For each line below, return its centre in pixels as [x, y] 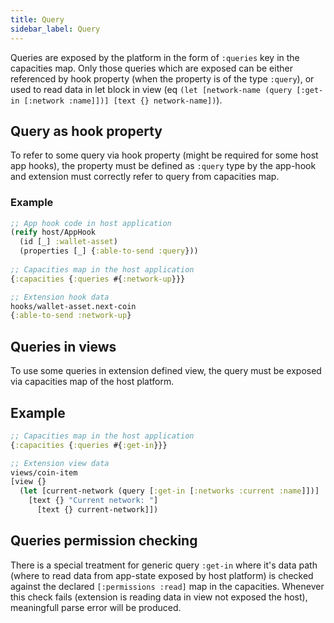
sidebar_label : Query [55, 29]
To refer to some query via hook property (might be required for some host [164, 155]
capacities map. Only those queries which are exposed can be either [151, 68]
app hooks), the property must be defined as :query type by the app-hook [163, 166]
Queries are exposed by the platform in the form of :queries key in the [155, 57]
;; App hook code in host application [91, 223]
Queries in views [63, 346]
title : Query [37, 19]
